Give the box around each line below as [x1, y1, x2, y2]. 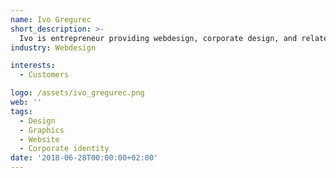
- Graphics [19, 125, 65, 135]
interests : [10, 61, 56, 71]
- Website [19, 134, 60, 145]
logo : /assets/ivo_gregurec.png [10, 88, 145, 98]
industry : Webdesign [10, 42, 97, 53]
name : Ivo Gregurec [10, 14, 92, 25]
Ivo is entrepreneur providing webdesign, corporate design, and [19, 33, 298, 43]
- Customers [19, 70, 70, 80]
